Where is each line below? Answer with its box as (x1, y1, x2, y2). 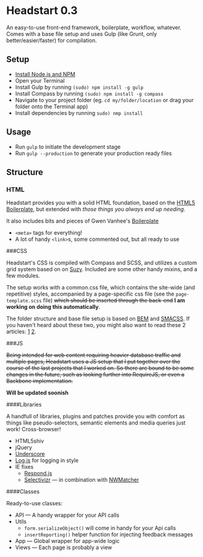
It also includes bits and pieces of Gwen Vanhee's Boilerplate (6, 217, 159, 225)
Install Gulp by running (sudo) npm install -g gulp (15, 83, 144, 91)
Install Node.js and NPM (15, 71, 76, 78)
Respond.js (24, 469, 53, 477)
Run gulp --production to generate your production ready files (15, 150, 172, 157)
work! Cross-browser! (6, 426, 61, 433)
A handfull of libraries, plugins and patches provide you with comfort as (6, 413, 185, 420)
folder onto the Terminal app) (15, 103, 88, 110)
